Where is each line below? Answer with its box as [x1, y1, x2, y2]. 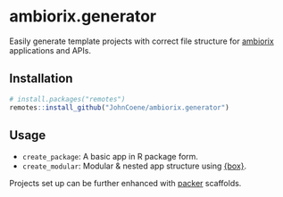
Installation [9, 71, 73, 86]
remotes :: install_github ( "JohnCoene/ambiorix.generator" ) [9, 103, 229, 112]
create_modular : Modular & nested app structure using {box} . [21, 160, 247, 171]
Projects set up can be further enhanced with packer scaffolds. [9, 178, 242, 189]
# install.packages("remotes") [9, 94, 126, 103]
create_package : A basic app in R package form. [21, 152, 199, 162]
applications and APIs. [9, 45, 92, 55]
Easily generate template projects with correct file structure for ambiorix [9, 36, 274, 46]
